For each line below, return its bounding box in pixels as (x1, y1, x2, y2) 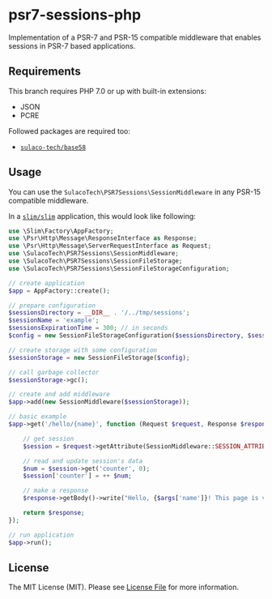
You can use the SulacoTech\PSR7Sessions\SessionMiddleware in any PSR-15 (8, 186, 261, 196)
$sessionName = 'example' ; (8, 316, 100, 325)
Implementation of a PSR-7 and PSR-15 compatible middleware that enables (8, 32, 261, 42)
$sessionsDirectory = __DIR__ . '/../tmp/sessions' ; (8, 309, 190, 317)
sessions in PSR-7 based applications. (8, 41, 136, 50)
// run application (8, 531, 74, 539)
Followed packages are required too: (8, 126, 131, 135)
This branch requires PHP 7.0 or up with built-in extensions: (8, 86, 206, 96)
